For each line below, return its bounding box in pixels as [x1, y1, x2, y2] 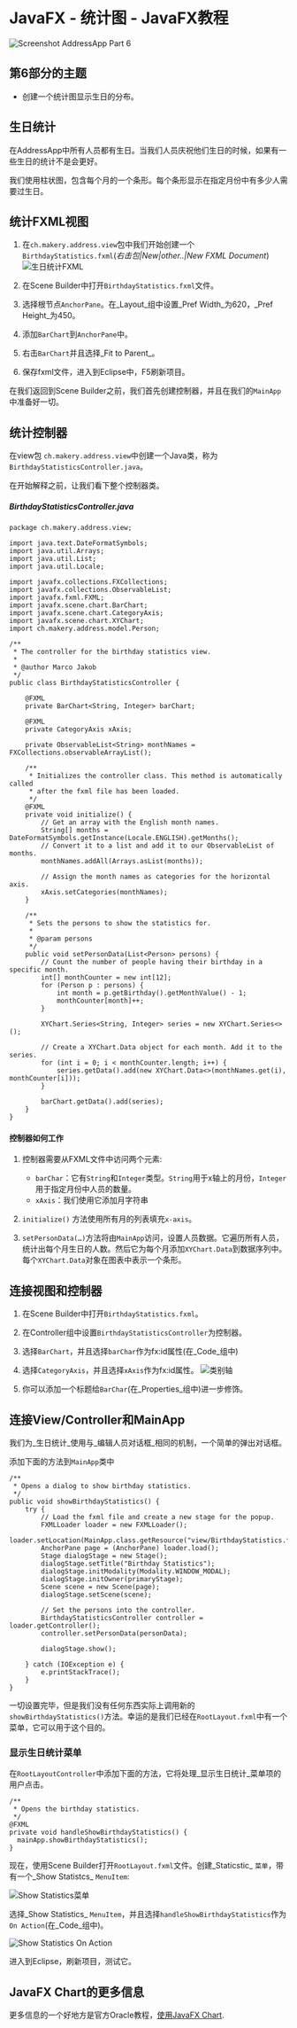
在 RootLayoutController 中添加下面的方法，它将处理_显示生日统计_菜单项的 [9, 1768, 281, 1779]
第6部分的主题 [9, 66, 87, 81]
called [9, 779, 34, 789]
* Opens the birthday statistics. [12, 1805, 141, 1813]
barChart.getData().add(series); [41, 1097, 164, 1106]
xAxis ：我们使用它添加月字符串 [34, 1195, 148, 1205]
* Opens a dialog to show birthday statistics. [12, 1481, 192, 1490]
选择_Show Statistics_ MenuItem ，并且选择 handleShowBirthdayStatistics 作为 [9, 1909, 287, 1920]
